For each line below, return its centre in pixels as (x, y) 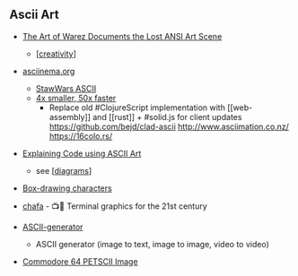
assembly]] (70, 116)
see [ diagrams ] (64, 170)
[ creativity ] (56, 54)
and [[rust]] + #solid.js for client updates (167, 116)
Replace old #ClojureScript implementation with (137, 108)
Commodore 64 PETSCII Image (80, 261)
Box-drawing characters (67, 188)
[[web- (240, 108)
